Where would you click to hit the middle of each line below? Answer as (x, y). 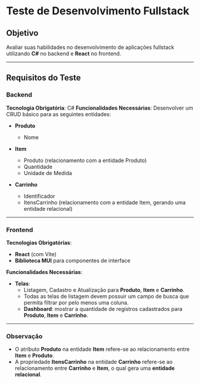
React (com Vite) (35, 254)
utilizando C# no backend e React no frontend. (64, 54)
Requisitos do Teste (44, 78)
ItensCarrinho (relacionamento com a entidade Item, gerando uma (105, 202)
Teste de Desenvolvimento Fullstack (98, 11)
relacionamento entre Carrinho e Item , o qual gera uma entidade (95, 368)
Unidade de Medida (48, 173)
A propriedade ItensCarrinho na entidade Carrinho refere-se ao (93, 362)
